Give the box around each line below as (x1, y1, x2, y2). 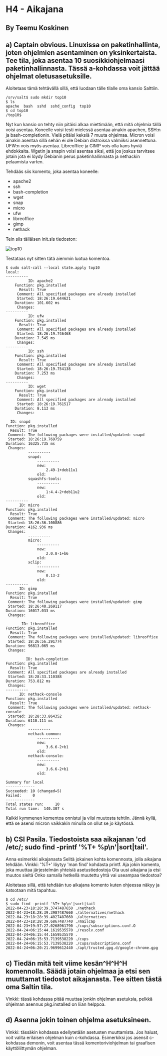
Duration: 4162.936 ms (5, 525, 53, 530)
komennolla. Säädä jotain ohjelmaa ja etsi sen (5, 967, 150, 976)
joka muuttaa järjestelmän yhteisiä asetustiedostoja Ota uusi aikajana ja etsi (5, 867, 161, 873)
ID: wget (27, 384, 46, 389)
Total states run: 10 (5, 802, 59, 807)
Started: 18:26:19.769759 (7, 437, 62, 442)
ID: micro (18, 503, 39, 508)
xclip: (27, 560, 42, 565)
